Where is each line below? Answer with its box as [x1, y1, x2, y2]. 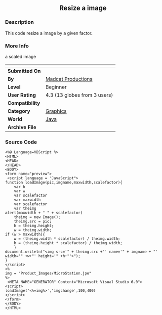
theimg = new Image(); [14, 215, 61, 220]
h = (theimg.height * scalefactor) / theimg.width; [14, 241, 122, 246]
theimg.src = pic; [14, 219, 52, 224]
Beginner [45, 84, 67, 90]
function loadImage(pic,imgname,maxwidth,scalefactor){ [5, 180, 122, 185]
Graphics [45, 107, 67, 114]
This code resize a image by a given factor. [5, 30, 93, 36]
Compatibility [7, 99, 40, 106]
